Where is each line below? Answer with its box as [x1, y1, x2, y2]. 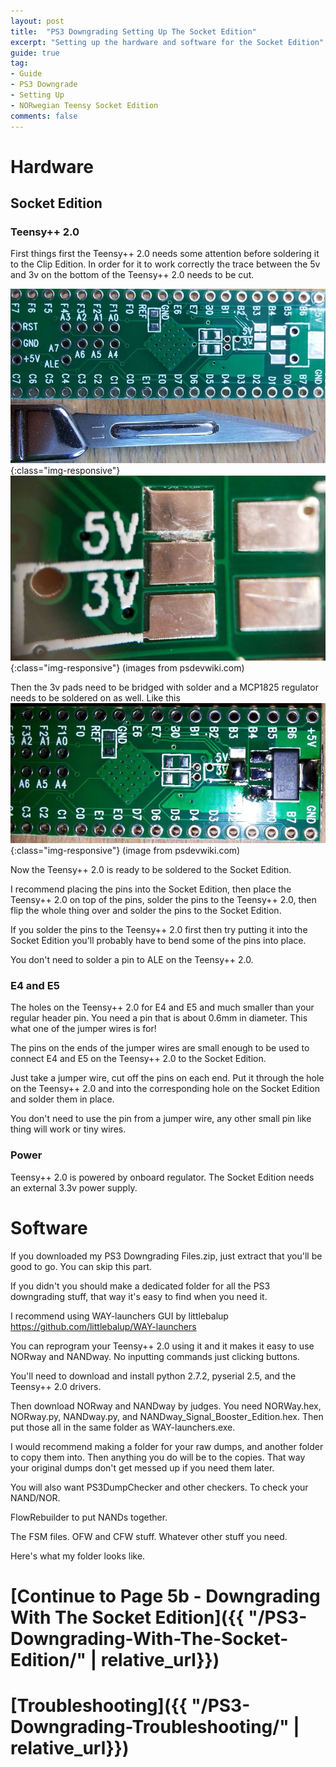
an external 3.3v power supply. [10, 1181, 138, 1194]
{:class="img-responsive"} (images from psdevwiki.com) [10, 661, 245, 674]
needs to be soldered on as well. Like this [10, 691, 181, 704]
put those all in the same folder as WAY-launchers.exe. [10, 1421, 236, 1433]
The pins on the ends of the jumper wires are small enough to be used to [10, 1042, 310, 1054]
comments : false [10, 111, 78, 121]
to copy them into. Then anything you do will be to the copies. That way [10, 1451, 306, 1463]
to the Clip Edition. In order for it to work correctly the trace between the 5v [10, 258, 321, 270]
